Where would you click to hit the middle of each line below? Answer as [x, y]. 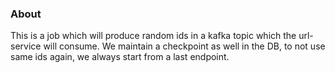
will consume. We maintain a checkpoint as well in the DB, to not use [184, 46]
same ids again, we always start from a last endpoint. [120, 57]
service [26, 46]
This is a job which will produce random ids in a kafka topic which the [153, 36]
